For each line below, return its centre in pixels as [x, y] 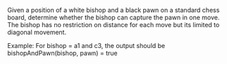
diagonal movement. [37, 32]
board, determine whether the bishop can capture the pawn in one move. [114, 17]
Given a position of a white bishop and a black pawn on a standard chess [114, 10]
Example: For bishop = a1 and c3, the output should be [86, 46]
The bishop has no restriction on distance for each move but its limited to [114, 25]
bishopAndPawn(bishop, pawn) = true [62, 53]
